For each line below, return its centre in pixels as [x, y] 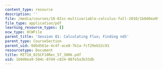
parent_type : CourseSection [33, 41]
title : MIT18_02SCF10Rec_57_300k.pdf [43, 55]
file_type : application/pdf [33, 23]
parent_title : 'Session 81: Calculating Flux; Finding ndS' [67, 37]
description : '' [21, 14]
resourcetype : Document [29, 50]
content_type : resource [29, 9]
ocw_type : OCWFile [24, 32]
